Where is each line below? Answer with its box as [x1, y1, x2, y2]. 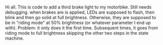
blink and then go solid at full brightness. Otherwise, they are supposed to [5, 15, 156, 20]
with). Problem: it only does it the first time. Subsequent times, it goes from [5, 25, 158, 31]
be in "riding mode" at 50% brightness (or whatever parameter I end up [5, 20, 151, 25]
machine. [5, 35, 24, 41]
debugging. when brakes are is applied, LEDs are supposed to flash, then [5, 9, 155, 15]
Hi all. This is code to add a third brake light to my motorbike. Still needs [5, 4, 152, 10]
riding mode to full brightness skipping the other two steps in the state [5, 30, 149, 36]
